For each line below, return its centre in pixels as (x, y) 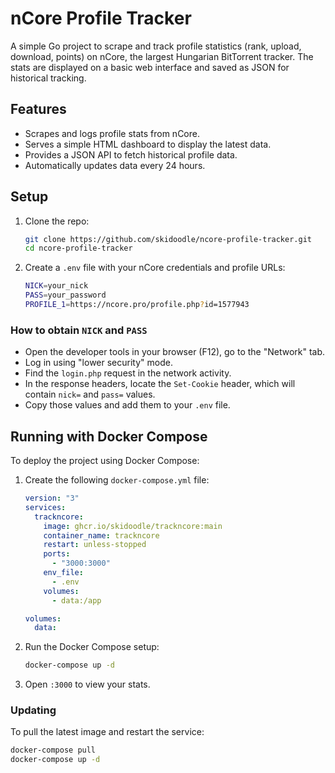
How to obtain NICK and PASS (79, 330)
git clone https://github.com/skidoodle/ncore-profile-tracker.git (168, 239)
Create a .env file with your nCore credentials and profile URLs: (155, 268)
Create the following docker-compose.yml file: (117, 480)
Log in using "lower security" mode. (98, 363)
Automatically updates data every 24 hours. (115, 165)
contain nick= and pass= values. (90, 394)
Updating (33, 710)
